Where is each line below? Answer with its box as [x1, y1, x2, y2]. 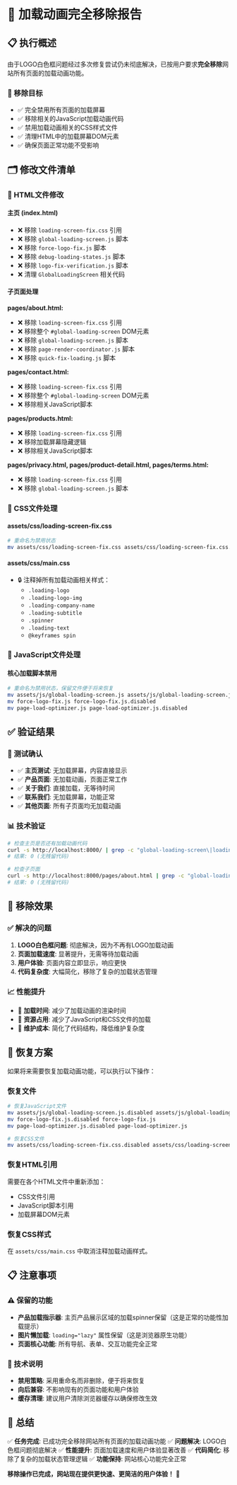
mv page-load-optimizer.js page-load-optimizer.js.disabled [7, 705, 188, 712]
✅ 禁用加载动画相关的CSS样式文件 [17, 123, 118, 132]
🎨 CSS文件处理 [7, 503, 58, 513]
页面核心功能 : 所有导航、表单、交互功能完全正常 [17, 1339, 157, 1348]
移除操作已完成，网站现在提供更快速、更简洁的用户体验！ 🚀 [7, 1469, 181, 1478]
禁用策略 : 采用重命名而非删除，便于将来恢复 [17, 1376, 145, 1385]
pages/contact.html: [7, 368, 69, 376]
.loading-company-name [28, 602, 95, 609]
